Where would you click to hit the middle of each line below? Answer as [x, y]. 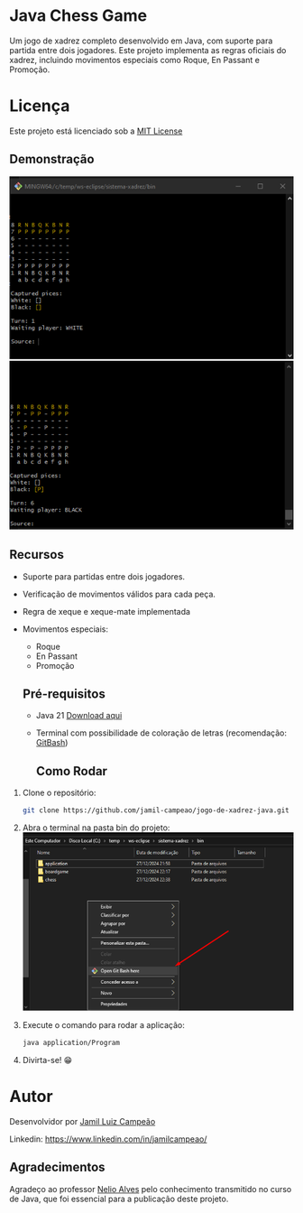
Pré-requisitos [64, 694]
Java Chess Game [78, 16]
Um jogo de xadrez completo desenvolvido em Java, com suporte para [141, 41]
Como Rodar [72, 771]
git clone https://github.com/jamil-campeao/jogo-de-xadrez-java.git [156, 810]
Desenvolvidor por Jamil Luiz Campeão [83, 1121]
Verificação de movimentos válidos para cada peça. [119, 594]
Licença [40, 106]
